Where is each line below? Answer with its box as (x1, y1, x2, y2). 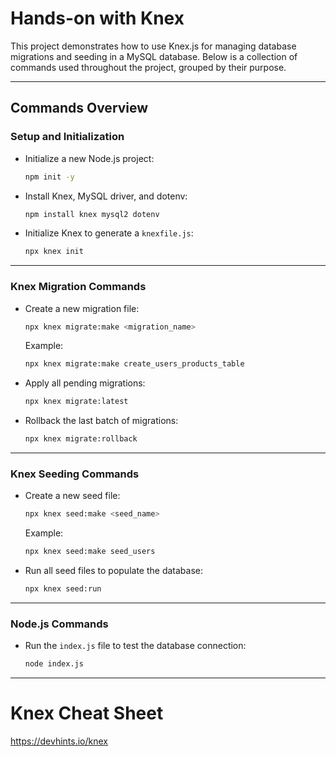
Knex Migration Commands (10, 280, 147, 294)
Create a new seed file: (24, 490, 121, 502)
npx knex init (24, 247, 84, 257)
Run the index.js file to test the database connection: (24, 640, 247, 652)
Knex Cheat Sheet (10, 702, 164, 725)
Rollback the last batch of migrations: (24, 415, 179, 427)
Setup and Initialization (10, 130, 125, 144)
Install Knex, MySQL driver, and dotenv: (24, 190, 188, 202)
